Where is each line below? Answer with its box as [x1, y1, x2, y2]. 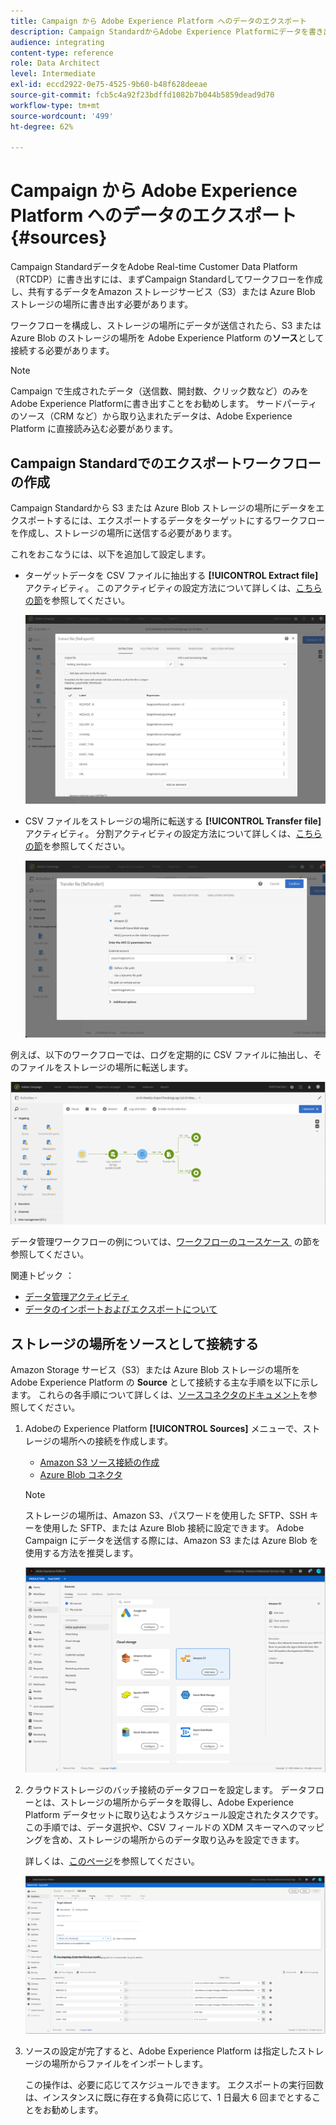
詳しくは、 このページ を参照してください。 [24, 1855, 200, 1867]
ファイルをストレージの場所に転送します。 [18, 1061, 194, 1074]
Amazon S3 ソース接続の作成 [39, 1456, 160, 1468]
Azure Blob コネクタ [39, 1468, 123, 1480]
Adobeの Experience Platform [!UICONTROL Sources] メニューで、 [24, 1422, 303, 1434]
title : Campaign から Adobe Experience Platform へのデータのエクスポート [10, 16, 307, 26]
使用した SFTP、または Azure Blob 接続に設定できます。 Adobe [42, 1521, 305, 1534]
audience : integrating [10, 37, 105, 47]
